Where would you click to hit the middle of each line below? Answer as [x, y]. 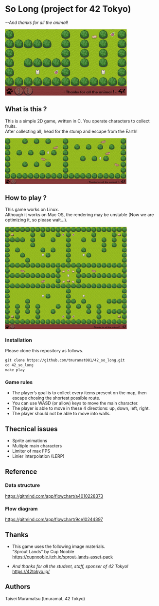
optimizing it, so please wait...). [36, 220]
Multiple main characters [37, 446]
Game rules [19, 382]
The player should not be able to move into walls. [61, 414]
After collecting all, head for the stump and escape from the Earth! [71, 131]
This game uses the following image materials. [59, 546]
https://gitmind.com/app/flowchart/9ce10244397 [54, 519]
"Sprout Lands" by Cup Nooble [43, 551]
